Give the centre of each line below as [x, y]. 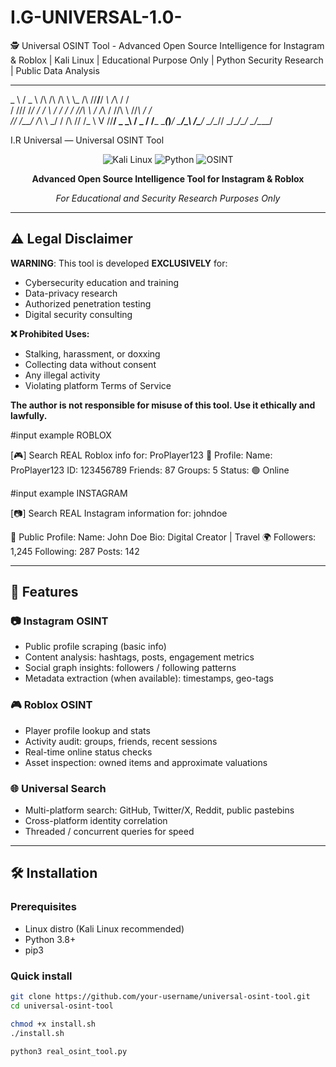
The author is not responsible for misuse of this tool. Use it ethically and [163, 405]
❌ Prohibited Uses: [50, 333]
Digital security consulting [78, 314]
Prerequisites [43, 907]
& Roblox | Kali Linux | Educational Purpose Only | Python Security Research [167, 60]
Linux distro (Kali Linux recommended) [104, 928]
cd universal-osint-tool [62, 1006]
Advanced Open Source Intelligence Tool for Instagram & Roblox [168, 178]
